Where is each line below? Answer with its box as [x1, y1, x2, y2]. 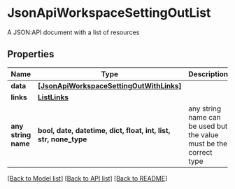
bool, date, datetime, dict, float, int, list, [37, 125, 171, 135]
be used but [188, 121, 228, 131]
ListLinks [37, 92, 69, 102]
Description [188, 69, 229, 78]
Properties [7, 48, 55, 60]
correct [188, 147, 213, 157]
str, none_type [37, 134, 87, 144]
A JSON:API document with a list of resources [7, 28, 140, 36]
